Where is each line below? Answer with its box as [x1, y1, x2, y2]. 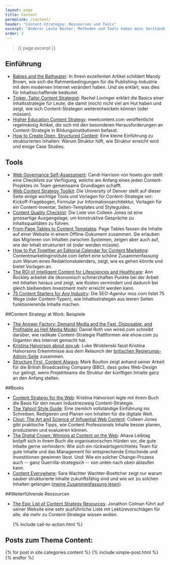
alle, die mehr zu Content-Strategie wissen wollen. [12, 511, 118, 517]
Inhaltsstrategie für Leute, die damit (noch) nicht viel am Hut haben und [12, 100, 162, 106]
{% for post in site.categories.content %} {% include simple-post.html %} [5, 549, 158, 555]
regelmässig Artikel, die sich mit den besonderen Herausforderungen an [12, 121, 163, 128]
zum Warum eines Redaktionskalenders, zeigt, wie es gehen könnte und [12, 258, 163, 264]
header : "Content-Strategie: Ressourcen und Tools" [5, 21, 116, 27]
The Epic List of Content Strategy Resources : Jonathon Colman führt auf [12, 500, 164, 507]
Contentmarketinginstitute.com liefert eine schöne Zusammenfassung [12, 253, 158, 259]
